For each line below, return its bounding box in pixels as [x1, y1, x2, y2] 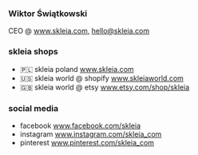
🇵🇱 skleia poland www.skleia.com [19, 64, 134, 74]
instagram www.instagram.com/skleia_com [19, 129, 162, 139]
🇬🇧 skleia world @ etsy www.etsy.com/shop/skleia [19, 82, 190, 92]
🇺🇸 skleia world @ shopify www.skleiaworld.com [19, 73, 184, 83]
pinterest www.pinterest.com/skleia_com [19, 137, 154, 147]
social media [8, 102, 58, 113]
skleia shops [8, 46, 58, 58]
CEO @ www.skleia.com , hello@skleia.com [8, 26, 150, 36]
